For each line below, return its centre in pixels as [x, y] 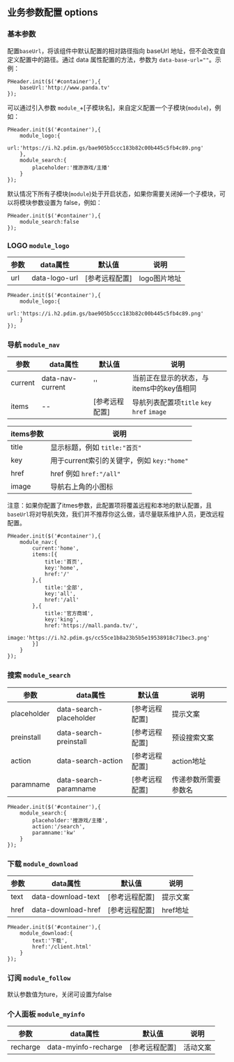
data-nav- [59, 378]
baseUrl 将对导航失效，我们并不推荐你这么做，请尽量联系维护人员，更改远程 [116, 514]
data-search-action [90, 761]
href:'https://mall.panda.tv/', [91, 626]
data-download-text [66, 896]
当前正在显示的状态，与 [171, 378]
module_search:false [49, 222]
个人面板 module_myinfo [46, 1014]
